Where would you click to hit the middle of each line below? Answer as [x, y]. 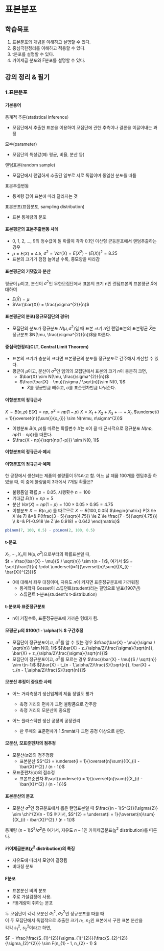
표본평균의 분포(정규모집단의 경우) [37, 316]
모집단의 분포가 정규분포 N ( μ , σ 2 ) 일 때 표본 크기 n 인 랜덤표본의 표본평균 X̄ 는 [84, 328]
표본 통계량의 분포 [29, 217]
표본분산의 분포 [20, 796]
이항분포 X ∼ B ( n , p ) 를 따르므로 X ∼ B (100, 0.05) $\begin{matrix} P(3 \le [84, 511]
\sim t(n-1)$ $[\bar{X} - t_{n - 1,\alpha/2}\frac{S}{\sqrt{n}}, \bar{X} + [81, 664]
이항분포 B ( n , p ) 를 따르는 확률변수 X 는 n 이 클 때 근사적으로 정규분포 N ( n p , [82, 428]
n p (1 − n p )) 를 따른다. [32, 434]
